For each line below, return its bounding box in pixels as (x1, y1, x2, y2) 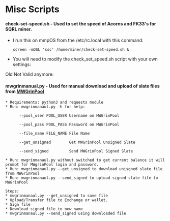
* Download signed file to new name (5, 206, 83, 211)
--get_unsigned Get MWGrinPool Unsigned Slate (18, 140, 136, 145)
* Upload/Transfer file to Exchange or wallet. (5, 197, 108, 203)
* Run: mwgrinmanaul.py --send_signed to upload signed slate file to (5, 175, 158, 180)
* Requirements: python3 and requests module (5, 100, 103, 105)
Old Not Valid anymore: (5, 71, 54, 77)
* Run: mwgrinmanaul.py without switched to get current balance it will (5, 157, 165, 163)
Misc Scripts (5, 4, 60, 15)
